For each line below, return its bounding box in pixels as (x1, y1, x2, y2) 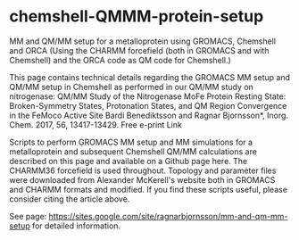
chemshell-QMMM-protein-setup (9, 6, 264, 27)
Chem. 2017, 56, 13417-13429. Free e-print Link (9, 119, 183, 130)
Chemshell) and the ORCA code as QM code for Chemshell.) (9, 54, 232, 65)
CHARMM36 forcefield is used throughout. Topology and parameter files (9, 165, 277, 176)
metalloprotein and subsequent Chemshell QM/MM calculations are (9, 145, 257, 157)
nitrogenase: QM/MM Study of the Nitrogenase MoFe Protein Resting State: (9, 91, 287, 102)
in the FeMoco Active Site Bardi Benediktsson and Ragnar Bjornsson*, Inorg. (9, 110, 288, 120)
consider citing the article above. (9, 194, 130, 204)
